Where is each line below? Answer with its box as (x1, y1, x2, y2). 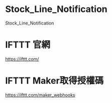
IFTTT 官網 (5, 39, 50, 50)
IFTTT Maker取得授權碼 (5, 75, 104, 86)
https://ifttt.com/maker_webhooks (5, 91, 75, 98)
